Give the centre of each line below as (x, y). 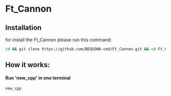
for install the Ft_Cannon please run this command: (59, 40)
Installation (23, 28)
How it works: (27, 65)
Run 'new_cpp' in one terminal (38, 78)
